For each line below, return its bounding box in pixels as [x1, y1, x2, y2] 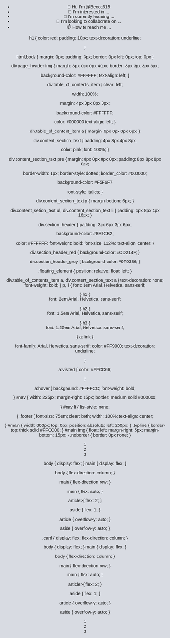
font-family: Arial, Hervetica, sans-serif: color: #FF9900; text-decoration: [15, 344, 155, 349]
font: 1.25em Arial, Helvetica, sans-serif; [45, 325, 125, 330]
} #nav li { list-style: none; [60, 404, 110, 409]
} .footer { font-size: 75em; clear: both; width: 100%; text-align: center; [17, 413, 153, 419]
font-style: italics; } [67, 189, 103, 195]
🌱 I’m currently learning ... [63, 14, 115, 19]
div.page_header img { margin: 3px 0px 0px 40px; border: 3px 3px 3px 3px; [11, 64, 159, 69]
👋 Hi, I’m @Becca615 [67, 4, 110, 10]
